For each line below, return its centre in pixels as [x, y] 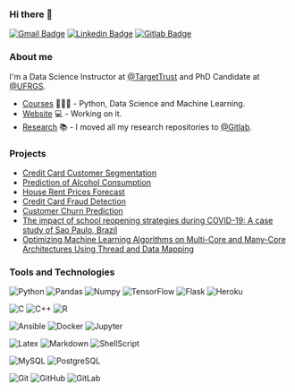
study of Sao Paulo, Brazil [70, 230]
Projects [28, 153]
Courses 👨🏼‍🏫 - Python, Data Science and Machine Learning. [134, 103]
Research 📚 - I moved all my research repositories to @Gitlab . [137, 127]
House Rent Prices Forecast [73, 192]
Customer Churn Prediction [72, 210]
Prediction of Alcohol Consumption [87, 182]
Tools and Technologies [62, 272]
